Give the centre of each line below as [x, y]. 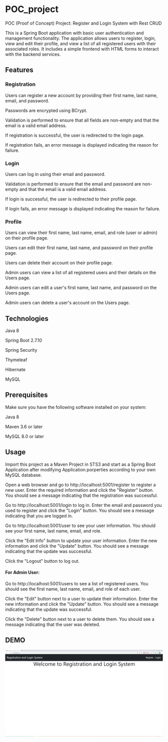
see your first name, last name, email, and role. [53, 531]
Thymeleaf [16, 360]
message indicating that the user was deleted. [53, 624]
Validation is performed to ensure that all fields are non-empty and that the [82, 120]
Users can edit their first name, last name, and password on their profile [79, 248]
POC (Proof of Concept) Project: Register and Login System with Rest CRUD [83, 23]
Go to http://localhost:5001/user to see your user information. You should [80, 525]
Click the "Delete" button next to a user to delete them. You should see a [80, 619]
